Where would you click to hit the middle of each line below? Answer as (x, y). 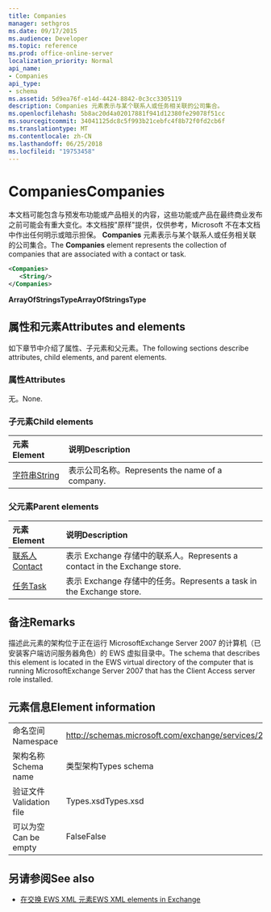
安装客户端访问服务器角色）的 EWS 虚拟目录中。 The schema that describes (134, 653)
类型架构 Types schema (110, 766)
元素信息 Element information (82, 707)
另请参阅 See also (52, 878)
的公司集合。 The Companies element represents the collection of (118, 245)
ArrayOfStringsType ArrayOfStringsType (77, 299)
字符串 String (36, 476)
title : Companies (38, 16)
